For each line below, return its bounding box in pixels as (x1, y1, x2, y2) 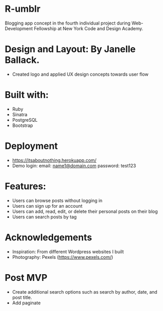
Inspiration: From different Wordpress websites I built (12, 249, 124, 255)
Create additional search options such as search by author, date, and (12, 288, 158, 295)
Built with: (5, 89, 49, 101)
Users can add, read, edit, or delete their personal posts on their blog (12, 208, 158, 214)
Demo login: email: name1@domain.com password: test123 (12, 162, 136, 169)
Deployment (5, 140, 58, 151)
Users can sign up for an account (12, 203, 83, 209)
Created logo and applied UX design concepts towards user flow (12, 71, 149, 77)
